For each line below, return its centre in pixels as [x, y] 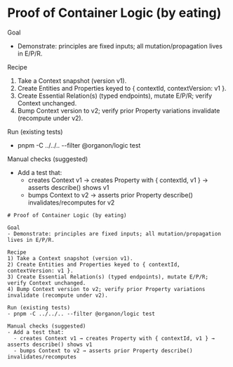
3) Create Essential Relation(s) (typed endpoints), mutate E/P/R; [108, 277]
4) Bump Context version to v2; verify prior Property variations [106, 289]
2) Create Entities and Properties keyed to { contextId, [94, 264]
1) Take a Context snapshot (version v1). [70, 258]
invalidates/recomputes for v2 [71, 202]
